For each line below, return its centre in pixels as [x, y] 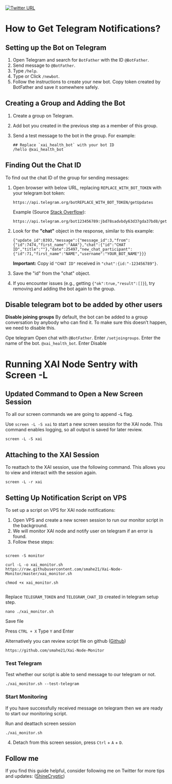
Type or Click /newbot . [36, 76]
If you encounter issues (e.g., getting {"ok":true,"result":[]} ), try [84, 283]
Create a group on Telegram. [43, 116]
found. [20, 537]
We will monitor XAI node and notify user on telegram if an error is [83, 531]
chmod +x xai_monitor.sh [32, 583]
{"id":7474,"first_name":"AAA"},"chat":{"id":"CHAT [69, 245]
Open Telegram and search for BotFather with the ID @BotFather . [81, 60]
